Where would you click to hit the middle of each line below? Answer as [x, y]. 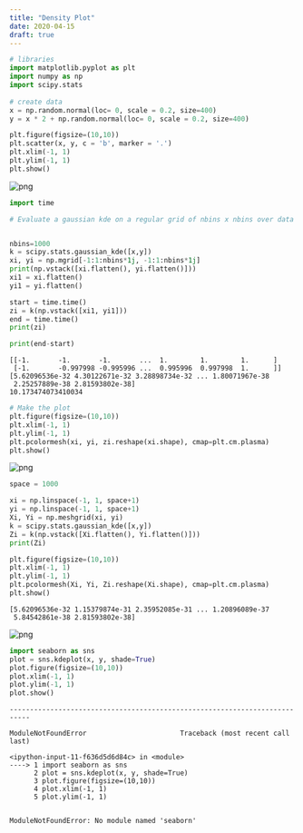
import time [32, 203]
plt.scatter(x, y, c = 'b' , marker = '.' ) [91, 144]
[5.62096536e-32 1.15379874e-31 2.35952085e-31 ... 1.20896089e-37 [140, 610]
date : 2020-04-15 [42, 26]
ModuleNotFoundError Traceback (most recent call [150, 734]
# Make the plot [40, 408]
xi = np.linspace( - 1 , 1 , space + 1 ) [75, 501]
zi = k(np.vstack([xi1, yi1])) [68, 311]
